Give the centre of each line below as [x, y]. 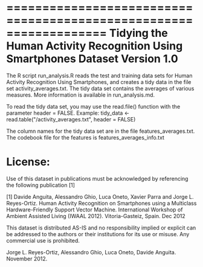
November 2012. [27, 259]
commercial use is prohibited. [43, 240]
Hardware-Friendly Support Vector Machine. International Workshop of [95, 210]
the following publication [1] [41, 185]
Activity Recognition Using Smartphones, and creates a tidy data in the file [99, 82]
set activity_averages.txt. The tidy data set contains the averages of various [100, 88]
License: [28, 162]
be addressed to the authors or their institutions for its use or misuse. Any [98, 234]
